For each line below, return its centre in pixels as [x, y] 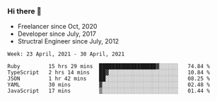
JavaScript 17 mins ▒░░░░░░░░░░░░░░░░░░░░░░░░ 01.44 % [109, 91]
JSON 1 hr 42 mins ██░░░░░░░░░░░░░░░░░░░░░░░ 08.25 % [109, 79]
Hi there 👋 [25, 11]
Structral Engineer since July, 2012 [68, 41]
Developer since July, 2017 [57, 34]
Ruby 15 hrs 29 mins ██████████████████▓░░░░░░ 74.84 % [109, 67]
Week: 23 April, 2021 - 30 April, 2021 [66, 54]
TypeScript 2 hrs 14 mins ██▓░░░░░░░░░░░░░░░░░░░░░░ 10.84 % [109, 73]
